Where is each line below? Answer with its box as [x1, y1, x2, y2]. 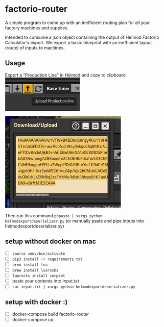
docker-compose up [12, 316, 54, 322]
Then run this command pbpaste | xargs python [5, 212, 103, 219]
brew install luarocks [12, 268, 59, 273]
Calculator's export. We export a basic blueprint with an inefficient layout [5, 39, 152, 45]
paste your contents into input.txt [12, 278, 79, 284]
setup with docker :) [5, 298, 68, 306]
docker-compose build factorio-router [12, 311, 89, 317]
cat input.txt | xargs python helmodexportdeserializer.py [12, 284, 136, 289]
